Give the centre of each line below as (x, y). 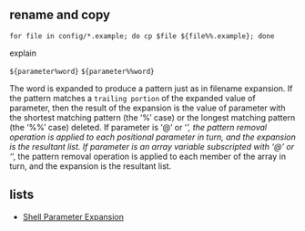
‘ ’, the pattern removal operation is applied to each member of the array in (148, 156)
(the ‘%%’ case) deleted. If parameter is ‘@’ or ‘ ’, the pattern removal (138, 127)
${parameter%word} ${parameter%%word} (82, 71)
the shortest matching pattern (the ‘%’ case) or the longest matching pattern (152, 117)
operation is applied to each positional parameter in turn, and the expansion (152, 137)
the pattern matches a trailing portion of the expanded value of (133, 98)
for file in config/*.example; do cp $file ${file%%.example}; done (142, 36)
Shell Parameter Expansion (73, 216)
